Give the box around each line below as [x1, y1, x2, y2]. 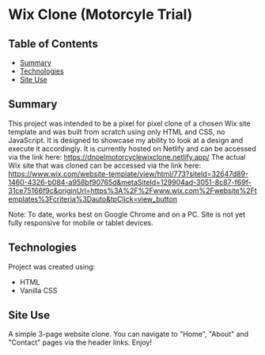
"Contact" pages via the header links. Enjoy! [8, 338, 153, 347]
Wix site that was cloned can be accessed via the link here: [8, 161, 202, 170]
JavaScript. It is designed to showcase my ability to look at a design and [8, 135, 244, 145]
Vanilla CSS [19, 285, 58, 295]
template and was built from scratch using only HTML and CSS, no [8, 127, 225, 136]
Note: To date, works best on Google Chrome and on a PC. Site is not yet [8, 210, 246, 219]
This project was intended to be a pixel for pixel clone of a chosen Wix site [8, 119, 251, 128]
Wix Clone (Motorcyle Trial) [8, 6, 193, 24]
